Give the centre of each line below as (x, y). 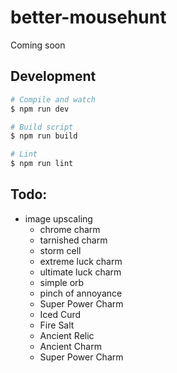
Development (53, 76)
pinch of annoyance (81, 293)
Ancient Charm (70, 346)
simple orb (62, 282)
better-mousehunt (88, 17)
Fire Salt (57, 325)
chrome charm (70, 229)
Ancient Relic (67, 335)
